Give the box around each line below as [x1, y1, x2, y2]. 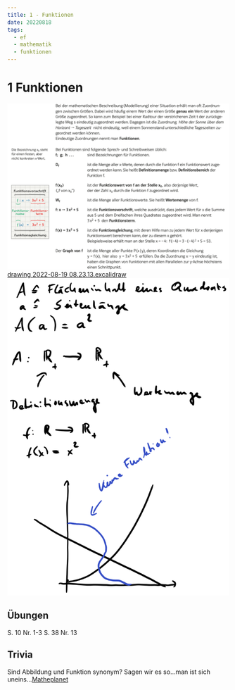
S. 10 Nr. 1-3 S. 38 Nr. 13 [7, 628, 77, 636]
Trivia [7, 648, 33, 661]
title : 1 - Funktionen [7, 11, 74, 18]
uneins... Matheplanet [7, 675, 69, 683]
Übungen [7, 610, 49, 622]
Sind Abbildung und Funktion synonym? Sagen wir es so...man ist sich [7, 667, 211, 676]
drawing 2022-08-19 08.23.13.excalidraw [7, 270, 127, 278]
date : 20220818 [7, 18, 52, 26]
